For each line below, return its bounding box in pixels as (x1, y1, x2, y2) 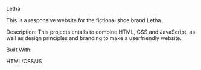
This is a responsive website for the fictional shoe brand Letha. (6, 17, 163, 23)
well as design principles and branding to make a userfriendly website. (6, 35, 182, 41)
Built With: (6, 46, 32, 53)
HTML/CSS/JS (6, 58, 42, 65)
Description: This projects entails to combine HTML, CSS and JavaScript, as (6, 28, 196, 35)
